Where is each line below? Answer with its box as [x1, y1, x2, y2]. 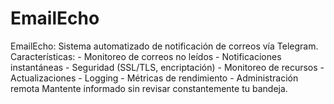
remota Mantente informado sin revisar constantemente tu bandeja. [10, 82, 288, 94]
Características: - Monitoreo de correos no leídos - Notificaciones [10, 50, 282, 62]
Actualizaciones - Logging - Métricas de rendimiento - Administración [10, 72, 299, 84]
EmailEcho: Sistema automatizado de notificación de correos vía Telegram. [10, 40, 319, 52]
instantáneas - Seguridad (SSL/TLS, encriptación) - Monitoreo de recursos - [10, 61, 325, 73]
